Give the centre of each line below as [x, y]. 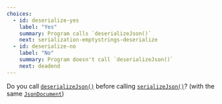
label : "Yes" [38, 27]
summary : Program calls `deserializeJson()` [85, 33]
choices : [19, 14]
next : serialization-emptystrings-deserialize [89, 40]
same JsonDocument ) [35, 93]
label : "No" [37, 53]
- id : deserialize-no [45, 46]
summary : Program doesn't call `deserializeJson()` [96, 60]
